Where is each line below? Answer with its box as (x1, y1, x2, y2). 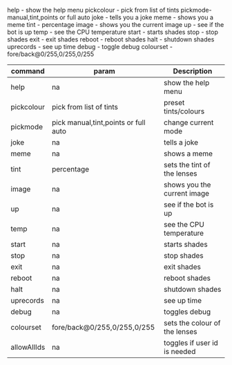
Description (173, 66, 213, 75)
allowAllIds (10, 342, 46, 352)
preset (163, 98, 185, 107)
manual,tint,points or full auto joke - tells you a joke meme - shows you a (7, 13, 214, 21)
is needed (163, 347, 196, 356)
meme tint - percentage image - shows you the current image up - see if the (7, 21, 224, 28)
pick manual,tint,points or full (51, 118, 146, 127)
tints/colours (163, 106, 205, 116)
